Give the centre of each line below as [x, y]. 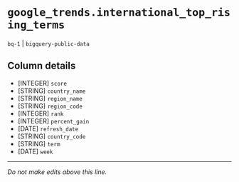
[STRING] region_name [50, 98]
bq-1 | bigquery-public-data [49, 43]
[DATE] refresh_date [48, 128]
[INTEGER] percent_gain [53, 121]
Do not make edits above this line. [57, 172]
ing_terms [36, 25]
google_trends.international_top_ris [119, 12]
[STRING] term [39, 143]
